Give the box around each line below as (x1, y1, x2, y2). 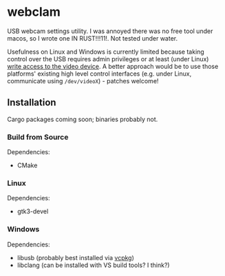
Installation (7, 97, 56, 109)
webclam (7, 4, 61, 20)
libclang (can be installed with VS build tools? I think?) (17, 261, 170, 269)
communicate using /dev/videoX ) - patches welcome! (7, 76, 159, 85)
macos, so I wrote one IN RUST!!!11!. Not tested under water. (7, 34, 178, 42)
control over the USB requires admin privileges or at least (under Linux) (7, 54, 209, 63)
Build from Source (7, 132, 69, 142)
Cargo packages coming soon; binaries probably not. (7, 115, 158, 123)
